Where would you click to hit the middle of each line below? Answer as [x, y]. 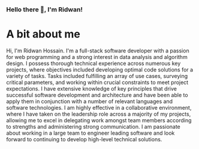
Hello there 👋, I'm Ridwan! [44, 10]
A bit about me [43, 34]
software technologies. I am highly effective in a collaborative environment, [99, 107]
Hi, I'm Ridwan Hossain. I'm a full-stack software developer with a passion [98, 51]
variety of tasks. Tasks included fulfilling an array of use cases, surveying [97, 76]
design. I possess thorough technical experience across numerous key [94, 63]
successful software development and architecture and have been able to [97, 95]
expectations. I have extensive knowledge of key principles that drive [91, 88]
